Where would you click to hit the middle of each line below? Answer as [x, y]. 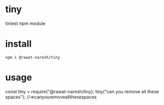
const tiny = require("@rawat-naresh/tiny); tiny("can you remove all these [82, 91]
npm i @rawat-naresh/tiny [32, 57]
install [19, 44]
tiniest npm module [25, 23]
